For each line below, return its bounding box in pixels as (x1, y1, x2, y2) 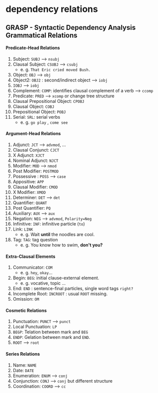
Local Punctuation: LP (12, 324, 57, 330)
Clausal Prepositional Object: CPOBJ (12, 98, 85, 104)
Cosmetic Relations (5, 307, 47, 314)
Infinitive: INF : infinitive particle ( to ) (12, 221, 85, 227)
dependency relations (5, 3, 98, 15)
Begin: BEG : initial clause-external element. (12, 275, 99, 281)
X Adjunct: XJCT (12, 152, 45, 158)
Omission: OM (12, 296, 39, 302)
